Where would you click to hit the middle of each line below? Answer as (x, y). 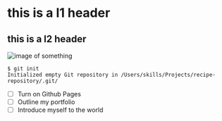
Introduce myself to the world (60, 110)
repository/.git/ (33, 81)
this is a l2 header (47, 39)
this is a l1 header (59, 13)
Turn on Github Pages (49, 94)
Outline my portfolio (46, 102)
